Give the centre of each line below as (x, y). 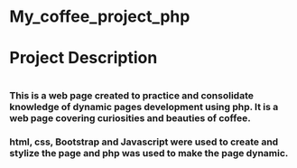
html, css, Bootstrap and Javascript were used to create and (144, 142)
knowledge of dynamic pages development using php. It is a (144, 107)
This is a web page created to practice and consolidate (132, 95)
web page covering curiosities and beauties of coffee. (130, 117)
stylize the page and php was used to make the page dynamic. (149, 154)
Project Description (84, 58)
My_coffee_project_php (100, 17)
